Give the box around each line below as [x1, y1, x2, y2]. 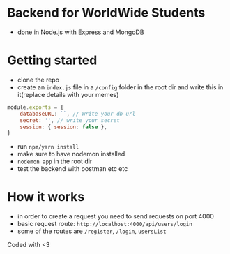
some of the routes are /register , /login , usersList [17, 227, 167, 235]
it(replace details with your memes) [17, 90, 119, 98]
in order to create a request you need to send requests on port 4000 [17, 212, 215, 221]
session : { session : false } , [20, 124, 108, 130]
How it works [7, 189, 85, 205]
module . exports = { [7, 103, 64, 111]
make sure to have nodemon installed [17, 150, 125, 158]
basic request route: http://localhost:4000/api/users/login [17, 220, 193, 228]
